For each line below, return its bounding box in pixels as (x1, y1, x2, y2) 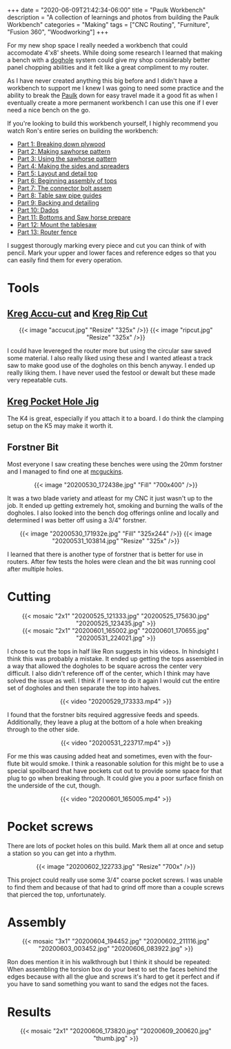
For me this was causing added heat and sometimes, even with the (7, 752, 197, 760)
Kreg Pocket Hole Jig (7, 396, 99, 408)
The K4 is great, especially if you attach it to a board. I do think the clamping (7, 414, 224, 422)
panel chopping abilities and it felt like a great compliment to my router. (7, 63, 209, 71)
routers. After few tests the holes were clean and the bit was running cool (7, 557, 216, 565)
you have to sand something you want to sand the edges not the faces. (7, 980, 209, 988)
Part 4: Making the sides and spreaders (17, 162, 130, 170)
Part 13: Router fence (17, 228, 77, 236)
